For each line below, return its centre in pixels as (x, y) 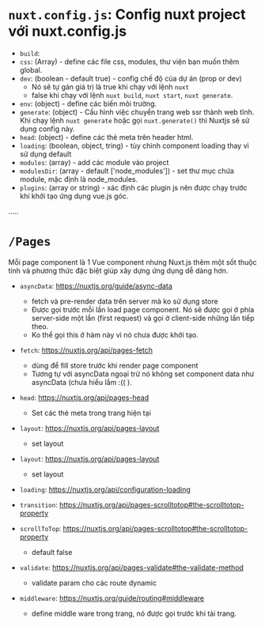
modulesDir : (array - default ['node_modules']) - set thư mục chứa (127, 171)
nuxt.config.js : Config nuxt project (127, 15)
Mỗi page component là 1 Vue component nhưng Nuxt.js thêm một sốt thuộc (132, 262)
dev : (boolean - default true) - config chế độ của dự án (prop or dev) (131, 78)
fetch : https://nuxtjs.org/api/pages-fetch (86, 350)
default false (52, 552)
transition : (38, 504)
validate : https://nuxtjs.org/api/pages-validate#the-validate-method (131, 568)
